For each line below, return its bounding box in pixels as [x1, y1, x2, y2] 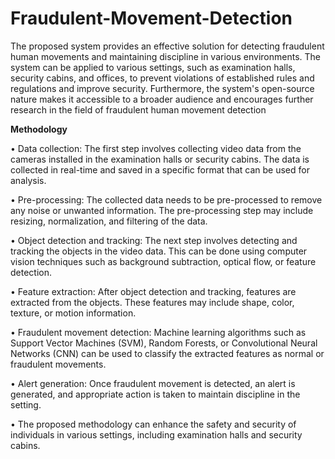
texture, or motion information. [10, 307, 137, 319]
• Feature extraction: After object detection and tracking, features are [10, 285, 297, 297]
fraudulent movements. [10, 358, 107, 370]
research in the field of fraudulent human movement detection [10, 103, 267, 116]
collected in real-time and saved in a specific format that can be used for [10, 163, 310, 176]
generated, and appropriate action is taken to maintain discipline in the [10, 388, 301, 400]
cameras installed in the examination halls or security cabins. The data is [10, 153, 310, 165]
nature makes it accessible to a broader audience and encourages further [10, 93, 314, 105]
